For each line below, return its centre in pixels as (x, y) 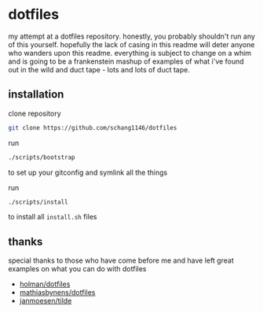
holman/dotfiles (45, 284)
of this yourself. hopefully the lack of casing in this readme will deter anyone (131, 44)
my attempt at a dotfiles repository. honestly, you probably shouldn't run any (131, 36)
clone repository (35, 113)
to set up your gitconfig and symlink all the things (88, 172)
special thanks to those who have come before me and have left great (121, 260)
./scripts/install (38, 202)
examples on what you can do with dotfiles (77, 269)
